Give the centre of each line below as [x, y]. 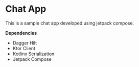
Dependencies [21, 33]
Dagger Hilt [25, 43]
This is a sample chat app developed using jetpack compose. [70, 23]
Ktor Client [24, 48]
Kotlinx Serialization [33, 54]
